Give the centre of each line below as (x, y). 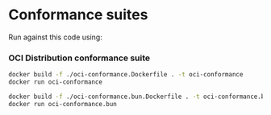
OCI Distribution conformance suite (79, 58)
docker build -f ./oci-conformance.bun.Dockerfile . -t (104, 97)
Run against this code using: (55, 37)
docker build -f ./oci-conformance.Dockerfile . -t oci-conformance (126, 75)
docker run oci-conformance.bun (63, 104)
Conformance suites (78, 15)
